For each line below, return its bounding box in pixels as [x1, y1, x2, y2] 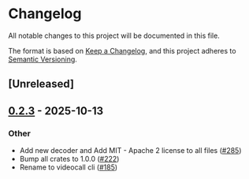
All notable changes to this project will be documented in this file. [8, 31, 221, 40]
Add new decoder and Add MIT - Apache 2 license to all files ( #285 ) [19, 146, 242, 155]
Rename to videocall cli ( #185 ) [19, 162, 118, 172]
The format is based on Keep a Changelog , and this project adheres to [8, 46, 236, 55]
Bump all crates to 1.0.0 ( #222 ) [19, 155, 120, 164]
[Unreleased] [8, 77, 75, 91]
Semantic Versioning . [8, 54, 77, 64]
